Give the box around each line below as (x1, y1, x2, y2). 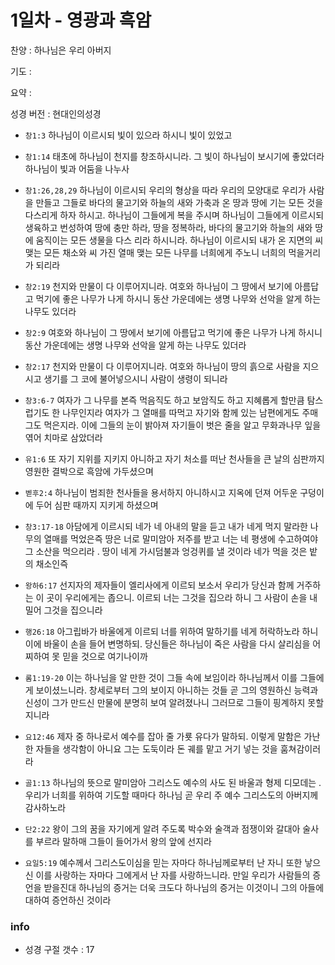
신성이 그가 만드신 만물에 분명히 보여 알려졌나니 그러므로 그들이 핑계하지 (24, 696, 306, 708)
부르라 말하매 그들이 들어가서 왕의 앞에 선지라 (35, 835, 212, 847)
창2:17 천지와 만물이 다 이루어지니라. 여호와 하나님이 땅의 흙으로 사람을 (24, 360, 301, 372)
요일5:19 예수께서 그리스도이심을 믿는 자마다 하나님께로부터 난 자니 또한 (24, 856, 303, 868)
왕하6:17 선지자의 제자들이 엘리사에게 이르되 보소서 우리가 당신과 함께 (24, 579, 295, 591)
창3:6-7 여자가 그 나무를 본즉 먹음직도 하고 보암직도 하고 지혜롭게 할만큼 (24, 394, 305, 406)
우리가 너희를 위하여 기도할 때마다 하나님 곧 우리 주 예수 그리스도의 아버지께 (24, 789, 319, 801)
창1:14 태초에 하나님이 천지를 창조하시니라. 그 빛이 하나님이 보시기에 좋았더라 (24, 150, 325, 162)
